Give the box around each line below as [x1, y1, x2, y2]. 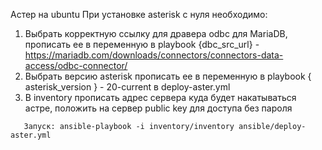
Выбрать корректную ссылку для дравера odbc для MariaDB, [24, 28, 288, 39]
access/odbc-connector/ [24, 60, 128, 71]
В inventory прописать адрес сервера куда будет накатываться [24, 92, 297, 103]
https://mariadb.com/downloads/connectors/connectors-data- [24, 49, 284, 61]
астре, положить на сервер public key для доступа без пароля [24, 102, 293, 114]
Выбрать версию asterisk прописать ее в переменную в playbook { [24, 70, 312, 82]
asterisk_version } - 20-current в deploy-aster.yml [24, 81, 231, 93]
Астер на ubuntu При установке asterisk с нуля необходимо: [10, 9, 268, 20]
